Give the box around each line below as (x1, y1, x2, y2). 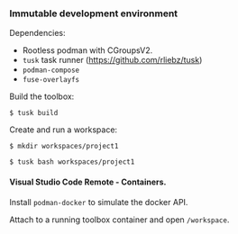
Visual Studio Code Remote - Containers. (9, 176, 167, 187)
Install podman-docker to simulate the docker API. (9, 196, 188, 207)
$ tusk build (9, 109, 59, 118)
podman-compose (22, 66, 80, 75)
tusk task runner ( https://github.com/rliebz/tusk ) (22, 55, 203, 66)
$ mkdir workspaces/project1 (9, 142, 119, 151)
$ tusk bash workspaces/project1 (9, 157, 135, 166)
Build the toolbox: (9, 91, 75, 102)
